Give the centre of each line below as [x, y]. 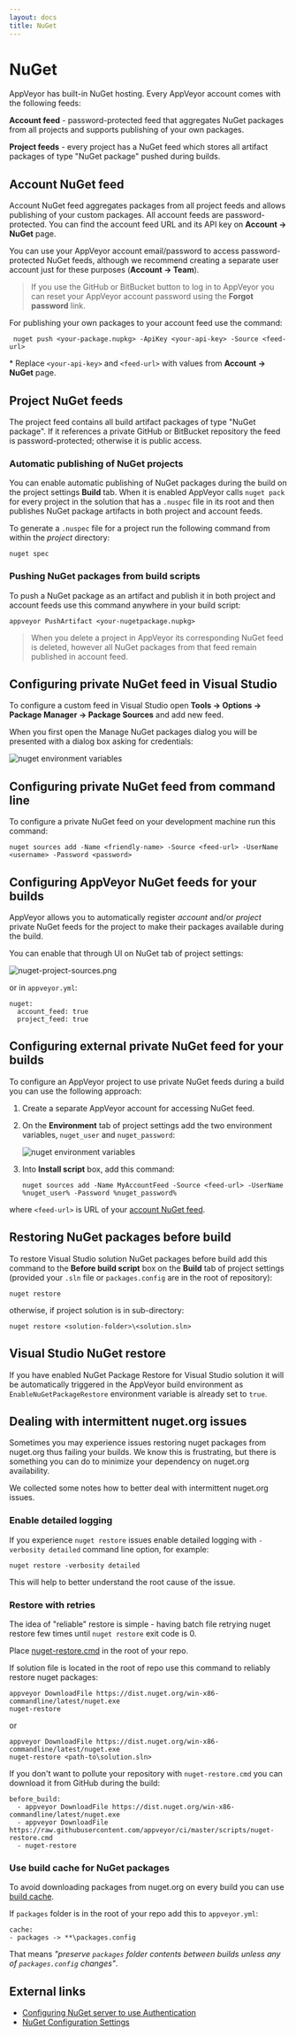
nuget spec [29, 554]
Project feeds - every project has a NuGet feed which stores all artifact [139, 147]
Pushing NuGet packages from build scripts [105, 577]
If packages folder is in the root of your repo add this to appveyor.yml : [134, 1914]
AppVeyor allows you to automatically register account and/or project [136, 917]
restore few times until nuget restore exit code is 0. [103, 1633]
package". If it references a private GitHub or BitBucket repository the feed [145, 431]
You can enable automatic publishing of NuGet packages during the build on [148, 483]
